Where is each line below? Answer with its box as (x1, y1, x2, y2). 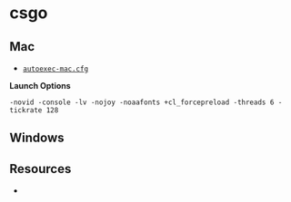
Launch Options (9, 81, 71, 91)
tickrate (9, 106, 43, 115)
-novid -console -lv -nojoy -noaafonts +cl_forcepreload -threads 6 (9, 98, 275, 107)
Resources (9, 161, 72, 177)
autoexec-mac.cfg (22, 64, 89, 73)
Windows (9, 130, 65, 146)
